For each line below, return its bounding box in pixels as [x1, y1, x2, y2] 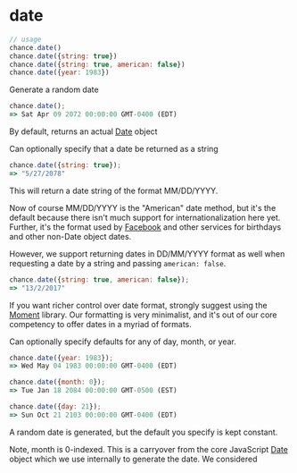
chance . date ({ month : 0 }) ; [9, 377, 105, 387]
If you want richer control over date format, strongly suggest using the [9, 300, 268, 310]
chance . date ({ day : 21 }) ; [9, 402, 102, 411]
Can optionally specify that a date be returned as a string [9, 144, 219, 155]
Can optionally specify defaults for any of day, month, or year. [9, 336, 236, 347]
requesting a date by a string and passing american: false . [9, 258, 227, 268]
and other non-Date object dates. [9, 231, 132, 241]
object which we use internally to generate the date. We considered [9, 453, 258, 464]
